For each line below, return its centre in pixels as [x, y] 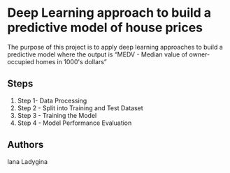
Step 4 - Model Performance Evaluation [74, 123]
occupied [21, 61]
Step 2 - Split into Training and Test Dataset [80, 108]
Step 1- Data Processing [52, 100]
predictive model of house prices [105, 28]
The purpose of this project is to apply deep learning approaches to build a [115, 47]
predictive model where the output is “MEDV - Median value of [98, 54]
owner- [200, 54]
